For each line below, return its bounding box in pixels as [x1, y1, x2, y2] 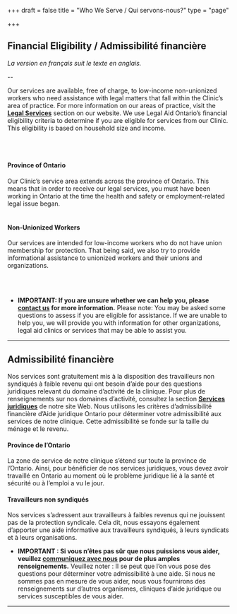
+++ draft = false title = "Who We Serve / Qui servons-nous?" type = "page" [7, 6, 229, 14]
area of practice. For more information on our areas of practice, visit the [7, 101, 217, 110]
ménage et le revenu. [7, 425, 69, 433]
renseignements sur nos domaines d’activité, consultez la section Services [7, 395, 226, 403]
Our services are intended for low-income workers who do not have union [7, 239, 222, 247]
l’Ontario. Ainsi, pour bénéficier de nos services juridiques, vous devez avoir [7, 464, 229, 473]
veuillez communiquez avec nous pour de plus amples [17, 555, 181, 563]
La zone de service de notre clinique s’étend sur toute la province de [7, 456, 207, 465]
